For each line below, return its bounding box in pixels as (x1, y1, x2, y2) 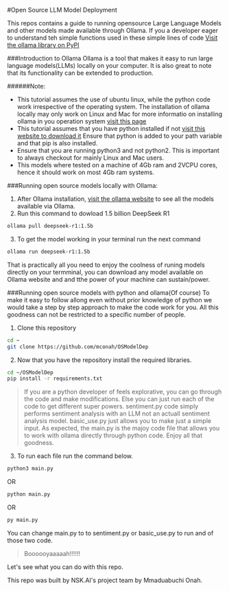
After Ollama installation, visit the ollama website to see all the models (16, 195, 215, 203)
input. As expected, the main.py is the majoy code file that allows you (23, 424, 220, 433)
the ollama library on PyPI (7, 41, 80, 49)
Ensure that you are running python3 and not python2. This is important (16, 147, 219, 154)
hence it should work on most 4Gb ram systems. (16, 168, 154, 176)
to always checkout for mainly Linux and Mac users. (16, 154, 165, 162)
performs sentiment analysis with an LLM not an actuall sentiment (23, 409, 210, 418)
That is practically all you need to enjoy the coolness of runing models (7, 261, 206, 269)
